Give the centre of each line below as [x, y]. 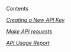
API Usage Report [28, 43]
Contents [17, 9]
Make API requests [29, 31]
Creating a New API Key [35, 20]
